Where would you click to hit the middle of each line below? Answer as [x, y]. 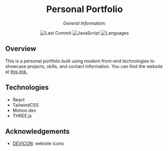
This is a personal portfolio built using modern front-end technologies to [80, 61]
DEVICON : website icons [38, 143]
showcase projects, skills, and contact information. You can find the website [84, 66]
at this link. [16, 71]
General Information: [85, 23]
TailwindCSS [26, 105]
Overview [21, 49]
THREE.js [22, 116]
